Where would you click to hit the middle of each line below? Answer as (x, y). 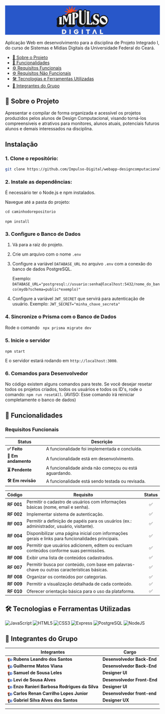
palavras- (125, 564)
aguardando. (59, 473)
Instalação (22, 144)
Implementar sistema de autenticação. (65, 514)
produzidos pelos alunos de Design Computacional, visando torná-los (76, 118)
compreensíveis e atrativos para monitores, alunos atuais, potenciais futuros (82, 123)
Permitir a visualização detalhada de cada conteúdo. (80, 584)
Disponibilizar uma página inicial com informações (77, 533)
